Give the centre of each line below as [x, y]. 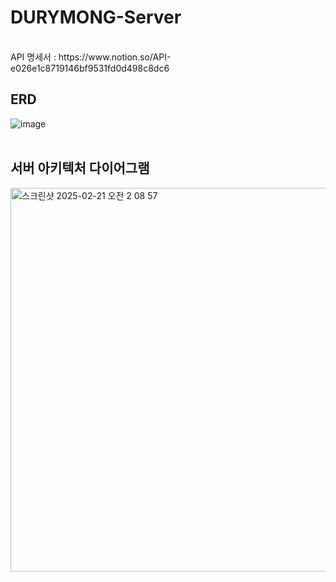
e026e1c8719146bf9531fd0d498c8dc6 [90, 68]
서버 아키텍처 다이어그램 [80, 168]
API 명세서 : [33, 57]
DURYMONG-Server [96, 17]
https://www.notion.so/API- [115, 57]
